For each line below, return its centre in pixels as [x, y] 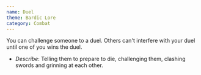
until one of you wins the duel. [44, 47]
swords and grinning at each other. [59, 65]
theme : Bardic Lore [31, 18]
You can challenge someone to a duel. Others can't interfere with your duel [101, 41]
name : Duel [20, 12]
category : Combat [28, 23]
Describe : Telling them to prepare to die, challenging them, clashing [100, 59]
